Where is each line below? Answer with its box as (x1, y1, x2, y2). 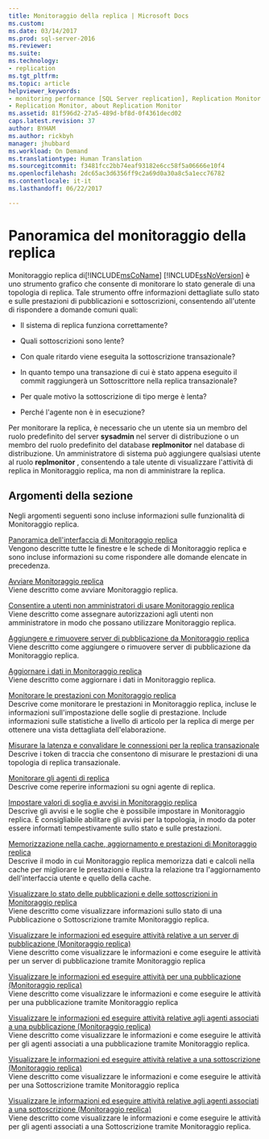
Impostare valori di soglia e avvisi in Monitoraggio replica (8, 797, 197, 807)
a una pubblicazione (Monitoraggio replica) (8, 1021, 151, 1031)
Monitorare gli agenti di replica (8, 773, 110, 783)
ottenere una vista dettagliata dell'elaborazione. (8, 725, 167, 734)
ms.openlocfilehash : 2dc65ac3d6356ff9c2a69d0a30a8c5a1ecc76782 (8, 170, 226, 178)
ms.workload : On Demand (8, 147, 89, 155)
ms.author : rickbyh (8, 132, 74, 140)
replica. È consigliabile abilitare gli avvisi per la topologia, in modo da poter (8, 814, 256, 824)
